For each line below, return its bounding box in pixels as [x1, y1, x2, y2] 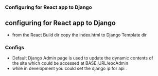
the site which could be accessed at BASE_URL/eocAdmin [12, 60, 129, 66]
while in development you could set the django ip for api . [12, 65, 127, 72]
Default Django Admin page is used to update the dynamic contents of [12, 55, 153, 61]
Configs [5, 44, 24, 51]
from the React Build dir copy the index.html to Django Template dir [12, 32, 147, 38]
